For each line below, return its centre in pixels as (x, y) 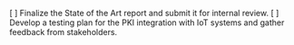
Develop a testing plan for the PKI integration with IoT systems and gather (147, 22)
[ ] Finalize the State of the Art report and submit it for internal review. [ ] (144, 13)
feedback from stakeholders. (64, 32)
